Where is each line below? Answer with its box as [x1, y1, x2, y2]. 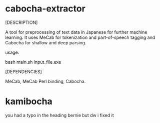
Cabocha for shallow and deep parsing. [5, 39, 86, 45]
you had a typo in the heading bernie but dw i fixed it [5, 112, 114, 118]
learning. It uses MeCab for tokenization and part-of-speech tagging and [5, 34, 155, 40]
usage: [5, 49, 19, 55]
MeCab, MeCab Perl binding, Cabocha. [5, 78, 86, 84]
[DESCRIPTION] [5, 19, 38, 25]
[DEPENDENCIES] [5, 68, 42, 75]
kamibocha [5, 96, 52, 107]
